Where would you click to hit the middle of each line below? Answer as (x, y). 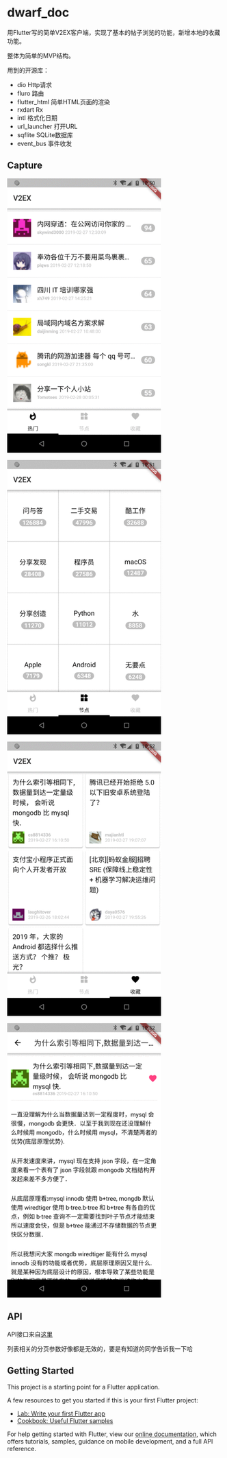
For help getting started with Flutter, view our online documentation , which (112, 1434)
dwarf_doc (38, 13)
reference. (22, 1449)
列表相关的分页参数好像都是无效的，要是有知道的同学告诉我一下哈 (100, 1348)
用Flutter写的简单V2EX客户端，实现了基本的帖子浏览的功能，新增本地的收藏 (114, 32)
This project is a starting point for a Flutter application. (83, 1387)
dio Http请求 (35, 84)
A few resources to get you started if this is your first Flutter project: (103, 1400)
